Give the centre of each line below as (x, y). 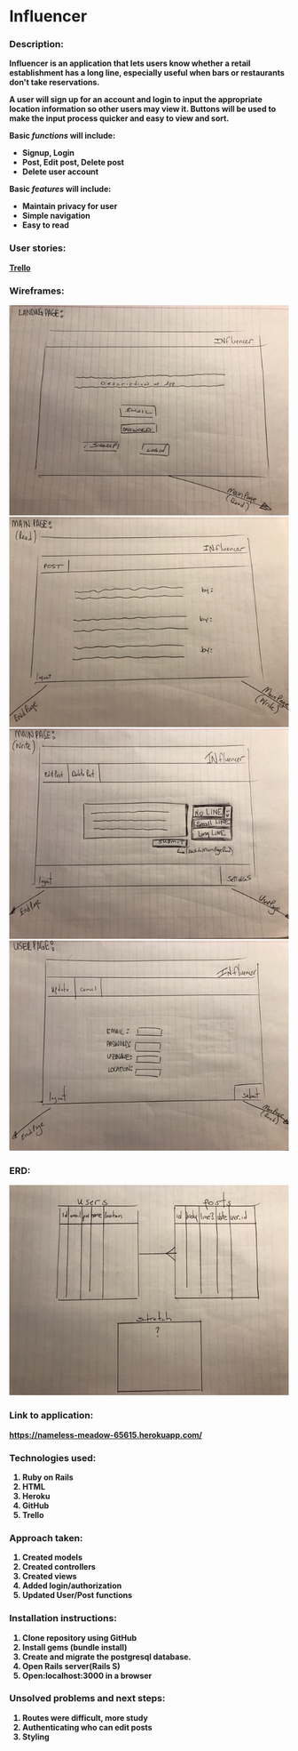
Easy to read (45, 225)
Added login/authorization (72, 1586)
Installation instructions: (63, 1618)
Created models (52, 1557)
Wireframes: (37, 291)
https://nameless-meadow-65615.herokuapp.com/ (106, 1434)
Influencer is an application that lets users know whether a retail (130, 63)
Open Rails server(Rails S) (71, 1666)
